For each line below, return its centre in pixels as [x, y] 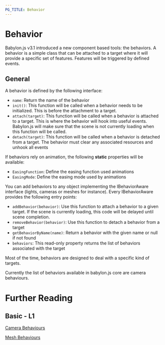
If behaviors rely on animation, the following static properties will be [74, 157]
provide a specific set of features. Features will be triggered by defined [77, 58]
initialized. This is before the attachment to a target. [65, 111]
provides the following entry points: [41, 197]
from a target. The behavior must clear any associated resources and [82, 142]
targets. [13, 263]
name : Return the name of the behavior [51, 100]
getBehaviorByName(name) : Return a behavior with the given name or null [85, 233]
